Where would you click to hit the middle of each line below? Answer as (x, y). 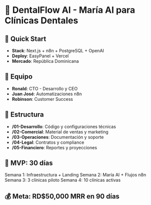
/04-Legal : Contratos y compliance (48, 142)
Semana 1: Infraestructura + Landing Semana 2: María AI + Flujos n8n (75, 175)
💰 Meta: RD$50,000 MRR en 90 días (62, 196)
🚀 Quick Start (25, 39)
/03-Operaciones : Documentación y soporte (58, 137)
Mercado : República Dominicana (45, 61)
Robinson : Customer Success (42, 99)
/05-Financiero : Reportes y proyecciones (54, 147)
